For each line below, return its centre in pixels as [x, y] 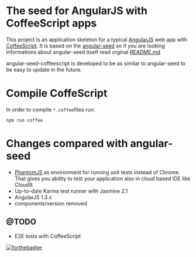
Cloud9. [24, 185]
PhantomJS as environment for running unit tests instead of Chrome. [97, 172]
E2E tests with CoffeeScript [47, 236]
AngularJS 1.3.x [33, 197]
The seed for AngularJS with [77, 11]
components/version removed [51, 203]
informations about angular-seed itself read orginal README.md [83, 52]
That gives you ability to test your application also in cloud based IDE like [102, 178]
